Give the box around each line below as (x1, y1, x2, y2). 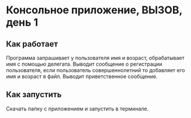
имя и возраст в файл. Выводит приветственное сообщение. (6, 73, 158, 80)
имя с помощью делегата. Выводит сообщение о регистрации (6, 60, 162, 67)
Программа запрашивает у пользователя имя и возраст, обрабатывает (6, 55, 185, 61)
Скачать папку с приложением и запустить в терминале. (6, 105, 149, 112)
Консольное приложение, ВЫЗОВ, (6, 3, 183, 17)
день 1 (6, 16, 39, 29)
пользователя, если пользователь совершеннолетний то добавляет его (6, 67, 185, 73)
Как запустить (6, 90, 62, 99)
